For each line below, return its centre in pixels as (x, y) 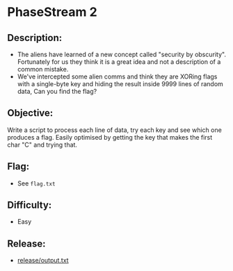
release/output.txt (43, 261)
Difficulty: (30, 205)
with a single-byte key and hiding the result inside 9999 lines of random (120, 84)
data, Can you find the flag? (57, 91)
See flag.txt (36, 183)
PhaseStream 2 (52, 12)
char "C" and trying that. (42, 145)
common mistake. (43, 69)
